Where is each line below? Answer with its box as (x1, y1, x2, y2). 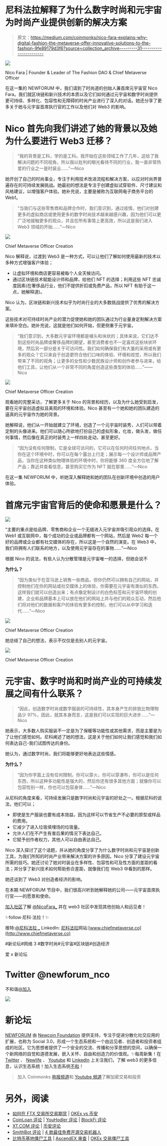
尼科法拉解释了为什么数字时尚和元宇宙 (5, 4, 163, 16)
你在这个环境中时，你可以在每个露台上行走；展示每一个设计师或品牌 (17, 451, 157, 457)
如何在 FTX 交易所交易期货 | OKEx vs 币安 (12, 1110, 98, 1116)
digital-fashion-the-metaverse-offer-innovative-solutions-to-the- (17, 40, 151, 46)
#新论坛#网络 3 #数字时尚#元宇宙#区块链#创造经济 (5, 940, 110, 946)
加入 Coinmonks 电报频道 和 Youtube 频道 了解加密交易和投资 (17, 1073, 141, 1080)
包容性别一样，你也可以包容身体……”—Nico (17, 784, 106, 790)
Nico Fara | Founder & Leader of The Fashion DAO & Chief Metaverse (5, 69, 147, 75)
